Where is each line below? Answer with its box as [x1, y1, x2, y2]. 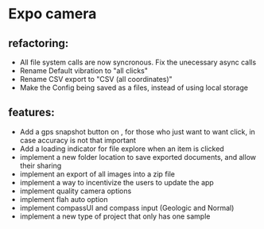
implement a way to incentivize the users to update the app [19, 177, 215, 187]
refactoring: [8, 37, 69, 50]
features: [8, 106, 55, 119]
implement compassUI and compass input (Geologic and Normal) [19, 203, 235, 212]
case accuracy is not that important [19, 135, 137, 145]
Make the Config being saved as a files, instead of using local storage [19, 83, 249, 92]
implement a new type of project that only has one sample [19, 212, 211, 221]
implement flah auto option [19, 194, 108, 204]
